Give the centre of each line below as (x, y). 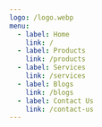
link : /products (56, 59)
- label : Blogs (46, 84)
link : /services (56, 76)
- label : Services (52, 68)
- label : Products (52, 51)
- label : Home (43, 34)
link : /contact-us (59, 109)
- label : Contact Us (55, 101)
